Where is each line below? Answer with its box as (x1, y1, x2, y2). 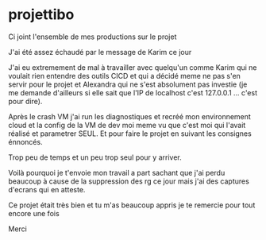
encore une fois (8, 208, 60, 218)
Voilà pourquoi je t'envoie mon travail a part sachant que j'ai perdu (8, 168, 226, 177)
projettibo (8, 6, 75, 24)
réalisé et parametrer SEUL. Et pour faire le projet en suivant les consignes (8, 129, 252, 138)
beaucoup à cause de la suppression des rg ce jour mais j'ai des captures (8, 176, 250, 186)
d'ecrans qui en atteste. (8, 184, 86, 194)
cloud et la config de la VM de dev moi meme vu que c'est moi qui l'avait (8, 120, 246, 130)
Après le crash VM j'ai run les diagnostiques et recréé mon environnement (8, 111, 252, 121)
